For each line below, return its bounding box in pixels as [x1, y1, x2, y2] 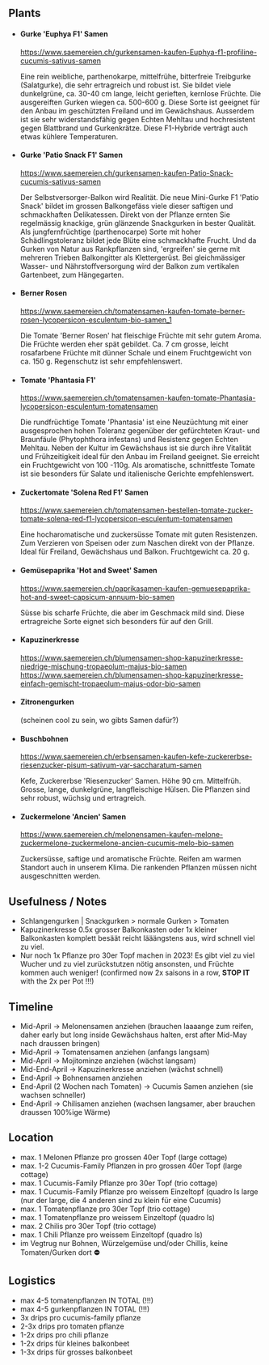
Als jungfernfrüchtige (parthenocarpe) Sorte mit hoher [19, 227, 201, 236]
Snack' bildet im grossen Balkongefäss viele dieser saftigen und [19, 201, 233, 210]
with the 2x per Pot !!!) [19, 976, 95, 986]
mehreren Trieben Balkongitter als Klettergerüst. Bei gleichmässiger [19, 253, 246, 262]
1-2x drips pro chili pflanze [19, 1329, 109, 1339]
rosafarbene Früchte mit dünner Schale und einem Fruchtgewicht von [19, 348, 252, 357]
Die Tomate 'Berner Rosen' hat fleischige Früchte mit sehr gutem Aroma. [19, 331, 263, 340]
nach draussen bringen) [19, 1039, 101, 1048]
